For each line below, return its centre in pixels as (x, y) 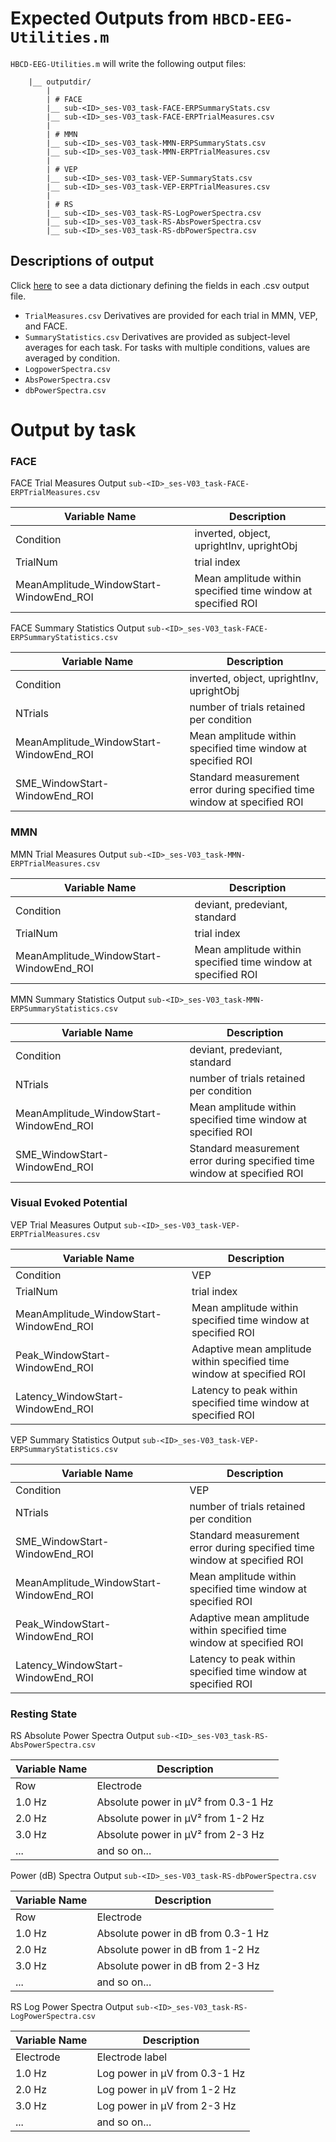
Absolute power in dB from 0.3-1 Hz (183, 1934)
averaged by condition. (72, 358)
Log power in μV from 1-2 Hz (166, 2090)
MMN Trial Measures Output (69, 854)
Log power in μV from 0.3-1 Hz (171, 2074)
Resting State (44, 1714)
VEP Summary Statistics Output (75, 1439)
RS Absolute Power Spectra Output (82, 1736)
